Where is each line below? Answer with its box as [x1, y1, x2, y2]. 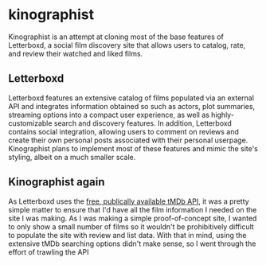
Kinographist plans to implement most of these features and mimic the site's [8, 143, 259, 153]
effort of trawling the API [8, 247, 89, 256]
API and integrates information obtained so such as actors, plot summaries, [8, 101, 256, 111]
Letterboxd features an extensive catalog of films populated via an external [8, 93, 255, 103]
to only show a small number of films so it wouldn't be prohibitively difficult [8, 221, 255, 232]
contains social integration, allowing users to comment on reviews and [8, 127, 239, 136]
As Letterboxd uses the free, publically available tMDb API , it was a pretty [8, 197, 249, 206]
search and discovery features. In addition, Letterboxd [53, 118, 233, 128]
